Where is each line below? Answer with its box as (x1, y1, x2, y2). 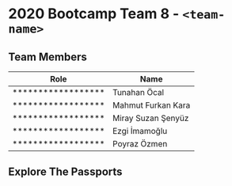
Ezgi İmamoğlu (112, 126, 168, 136)
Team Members (8, 50, 87, 63)
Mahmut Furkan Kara (112, 100, 191, 111)
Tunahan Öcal (112, 87, 165, 97)
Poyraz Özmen (112, 139, 168, 149)
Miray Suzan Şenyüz (112, 112, 189, 123)
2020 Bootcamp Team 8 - (8, 5, 180, 23)
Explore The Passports (8, 165, 123, 179)
